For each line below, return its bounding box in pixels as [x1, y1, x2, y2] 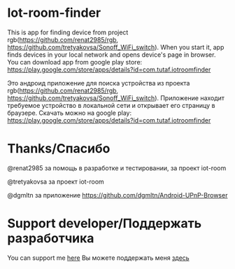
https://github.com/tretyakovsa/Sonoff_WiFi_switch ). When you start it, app [7, 43, 225, 51]
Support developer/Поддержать [7, 216, 202, 232]
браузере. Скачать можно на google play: [7, 109, 131, 117]
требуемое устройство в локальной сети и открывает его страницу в [7, 101, 215, 109]
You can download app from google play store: [7, 57, 143, 66]
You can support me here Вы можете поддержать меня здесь [7, 254, 190, 262]
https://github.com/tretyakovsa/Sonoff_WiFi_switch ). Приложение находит [7, 93, 225, 102]
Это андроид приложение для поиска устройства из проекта [7, 78, 190, 87]
